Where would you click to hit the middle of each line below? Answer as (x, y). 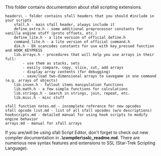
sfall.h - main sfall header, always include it (64, 25)
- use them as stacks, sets (51, 63)
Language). (17, 148)
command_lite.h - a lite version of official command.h (72, 42)
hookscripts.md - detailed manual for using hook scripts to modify (76, 115)
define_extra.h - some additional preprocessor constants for (79, 29)
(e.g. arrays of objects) (31, 80)
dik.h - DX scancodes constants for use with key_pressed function (84, 46)
